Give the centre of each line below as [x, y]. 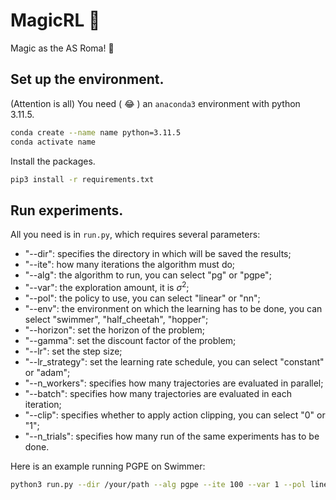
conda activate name [53, 142]
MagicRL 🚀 [55, 20]
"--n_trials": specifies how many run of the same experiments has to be [172, 436]
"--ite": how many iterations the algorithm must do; [130, 265]
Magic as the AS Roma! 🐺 [62, 48]
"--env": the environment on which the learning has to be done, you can [173, 308]
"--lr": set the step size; [73, 351]
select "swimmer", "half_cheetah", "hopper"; [116, 319]
